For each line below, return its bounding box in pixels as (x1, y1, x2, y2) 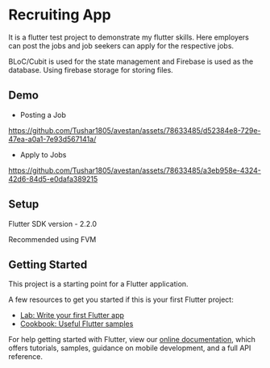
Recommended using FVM (8, 234, 97, 244)
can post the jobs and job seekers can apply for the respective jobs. (8, 40, 235, 50)
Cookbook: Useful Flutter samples (19, 319, 134, 328)
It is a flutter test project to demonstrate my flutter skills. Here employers (8, 32, 250, 42)
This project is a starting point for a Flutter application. (8, 279, 189, 289)
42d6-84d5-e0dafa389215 (8, 174, 98, 183)
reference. (8, 352, 43, 362)
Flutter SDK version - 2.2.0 (8, 219, 98, 228)
